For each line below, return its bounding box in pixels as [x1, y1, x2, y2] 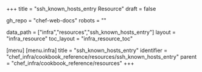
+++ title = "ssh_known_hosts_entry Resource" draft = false [6, 5, 156, 12]
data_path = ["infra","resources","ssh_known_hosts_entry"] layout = [6, 28, 176, 36]
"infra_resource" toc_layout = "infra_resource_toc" [6, 35, 133, 42]
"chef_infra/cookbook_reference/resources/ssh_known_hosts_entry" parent [6, 53, 197, 60]
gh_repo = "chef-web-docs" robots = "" [6, 17, 106, 24]
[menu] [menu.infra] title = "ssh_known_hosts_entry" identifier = [6, 47, 168, 54]
